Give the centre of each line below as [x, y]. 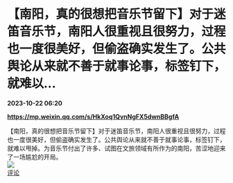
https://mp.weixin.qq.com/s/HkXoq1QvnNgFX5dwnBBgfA [93, 116]
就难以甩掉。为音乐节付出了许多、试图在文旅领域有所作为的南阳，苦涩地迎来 [116, 148]
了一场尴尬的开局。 [35, 157]
